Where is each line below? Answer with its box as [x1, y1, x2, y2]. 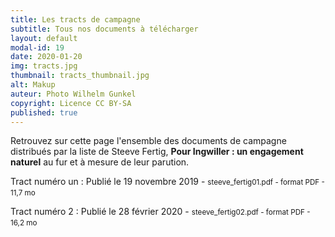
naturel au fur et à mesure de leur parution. [10, 156, 190, 168]
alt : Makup [10, 80, 56, 90]
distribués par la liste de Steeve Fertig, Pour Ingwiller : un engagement [10, 146, 304, 158]
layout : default [10, 33, 78, 43]
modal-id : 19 [10, 42, 65, 53]
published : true [10, 107, 78, 118]
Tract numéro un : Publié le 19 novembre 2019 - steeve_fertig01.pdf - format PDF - [10, 176, 325, 188]
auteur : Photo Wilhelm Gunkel [10, 89, 137, 99]
